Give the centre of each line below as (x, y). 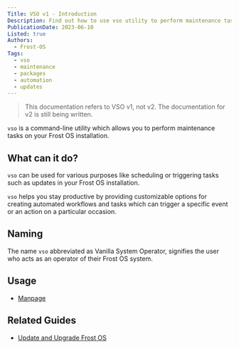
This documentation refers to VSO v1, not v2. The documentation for (125, 107)
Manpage (32, 298)
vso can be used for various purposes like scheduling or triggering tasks (113, 176)
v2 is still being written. (59, 114)
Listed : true (27, 34)
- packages (30, 73)
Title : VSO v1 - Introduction (52, 14)
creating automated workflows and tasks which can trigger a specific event (118, 204)
